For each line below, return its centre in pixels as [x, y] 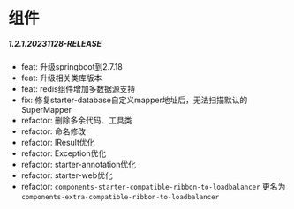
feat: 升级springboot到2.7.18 [72, 67]
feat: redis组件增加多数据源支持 [78, 89]
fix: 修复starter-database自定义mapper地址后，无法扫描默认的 [134, 100]
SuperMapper [46, 110]
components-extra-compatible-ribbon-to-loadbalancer [120, 198]
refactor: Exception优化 [64, 153]
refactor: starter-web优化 [67, 175]
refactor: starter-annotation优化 [78, 165]
